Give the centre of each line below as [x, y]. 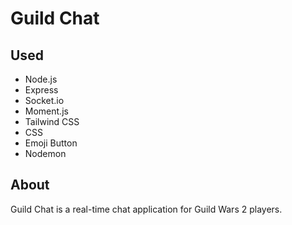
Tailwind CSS [52, 121]
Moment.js [46, 111]
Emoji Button [51, 143]
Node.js [41, 79]
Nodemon [45, 153]
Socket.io [44, 100]
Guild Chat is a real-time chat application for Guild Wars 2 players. [146, 209]
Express [41, 90]
